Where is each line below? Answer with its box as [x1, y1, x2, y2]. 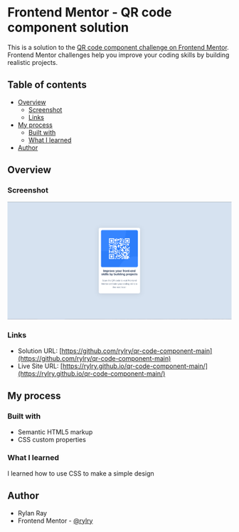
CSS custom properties [17, 435, 87, 444]
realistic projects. [7, 58, 58, 66]
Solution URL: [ [17, 347, 62, 355]
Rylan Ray [17, 508, 48, 517]
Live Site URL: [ [17, 362, 63, 370]
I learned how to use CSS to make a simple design [7, 469, 154, 478]
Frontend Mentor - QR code [7, 4, 172, 21]
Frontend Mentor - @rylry [17, 516, 93, 525]
